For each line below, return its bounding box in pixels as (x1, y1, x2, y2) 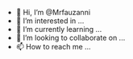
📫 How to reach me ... (15, 42, 91, 51)
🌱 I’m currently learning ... (15, 25, 102, 33)
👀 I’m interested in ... (15, 16, 85, 26)
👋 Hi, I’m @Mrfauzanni (15, 8, 91, 17)
